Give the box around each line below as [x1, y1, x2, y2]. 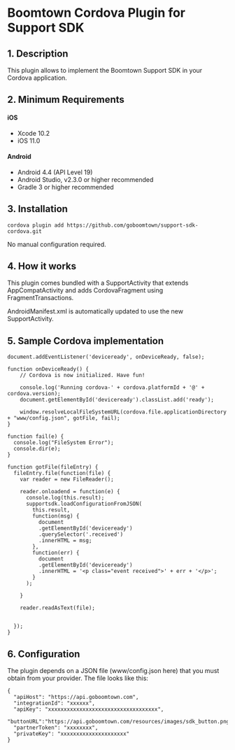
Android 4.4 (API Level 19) [17, 168, 93, 176]
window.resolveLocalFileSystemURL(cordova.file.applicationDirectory [20, 409, 227, 416]
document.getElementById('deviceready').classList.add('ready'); [20, 397, 215, 404]
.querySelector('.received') [38, 531, 124, 538]
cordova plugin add [7, 222, 64, 229]
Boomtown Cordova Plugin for [7, 5, 185, 21]
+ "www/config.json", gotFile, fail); [7, 415, 120, 422]
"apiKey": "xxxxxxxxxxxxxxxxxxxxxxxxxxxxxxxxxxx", [13, 706, 164, 713]
